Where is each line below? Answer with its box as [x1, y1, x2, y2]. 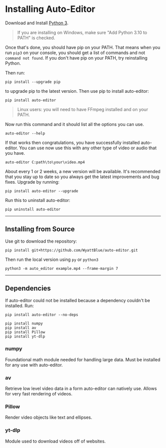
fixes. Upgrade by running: [5, 179, 60, 185]
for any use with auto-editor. [5, 362, 63, 368]
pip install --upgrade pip [5, 79, 61, 84]
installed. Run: [5, 303, 34, 309]
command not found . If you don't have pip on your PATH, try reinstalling [5, 55, 148, 61]
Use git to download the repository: [5, 238, 78, 244]
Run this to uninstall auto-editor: [5, 197, 71, 203]
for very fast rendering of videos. [5, 391, 73, 397]
